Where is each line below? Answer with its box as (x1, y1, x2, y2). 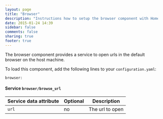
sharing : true (5, 34, 34, 39)
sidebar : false (5, 25, 36, 30)
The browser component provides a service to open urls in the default (5, 52, 145, 57)
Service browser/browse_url (5, 85, 62, 92)
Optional (64, 97, 84, 104)
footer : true (5, 39, 32, 43)
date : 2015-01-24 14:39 (5, 20, 53, 26)
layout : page (5, 7, 32, 12)
